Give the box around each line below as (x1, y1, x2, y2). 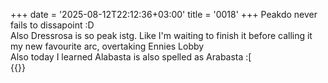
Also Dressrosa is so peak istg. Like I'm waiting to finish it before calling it (10, 30, 313, 41)
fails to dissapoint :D (10, 19, 95, 31)
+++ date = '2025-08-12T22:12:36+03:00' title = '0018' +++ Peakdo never (10, 9, 318, 20)
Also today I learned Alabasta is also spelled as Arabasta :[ (10, 51, 252, 63)
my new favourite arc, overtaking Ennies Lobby (10, 40, 205, 52)
